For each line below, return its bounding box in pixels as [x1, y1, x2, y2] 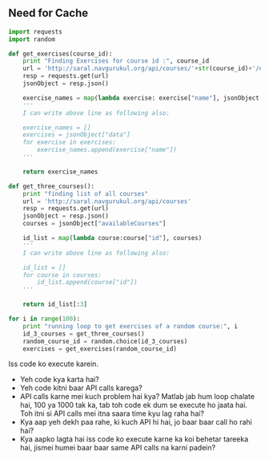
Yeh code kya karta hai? [19, 375, 100, 385]
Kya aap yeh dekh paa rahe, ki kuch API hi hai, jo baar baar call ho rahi [19, 417, 252, 427]
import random [8, 35, 56, 43]
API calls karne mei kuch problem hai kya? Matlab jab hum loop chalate [19, 392, 255, 401]
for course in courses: [22, 271, 102, 279]
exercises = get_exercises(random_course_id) [22, 344, 178, 352]
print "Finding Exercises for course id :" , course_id [22, 57, 210, 65]
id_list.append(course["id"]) [37, 279, 138, 287]
